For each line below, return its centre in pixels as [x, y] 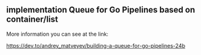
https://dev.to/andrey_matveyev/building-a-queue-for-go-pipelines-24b [96, 45]
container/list [32, 20]
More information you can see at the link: [58, 34]
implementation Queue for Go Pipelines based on [101, 10]
